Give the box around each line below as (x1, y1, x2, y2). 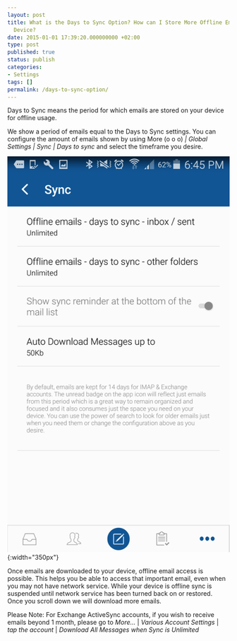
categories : (7, 64, 42, 71)
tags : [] (7, 78, 33, 86)
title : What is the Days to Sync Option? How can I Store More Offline (7, 18, 222, 26)
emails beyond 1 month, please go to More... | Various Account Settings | (7, 618, 219, 627)
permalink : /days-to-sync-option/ (7, 86, 109, 93)
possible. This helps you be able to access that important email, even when (7, 575, 226, 583)
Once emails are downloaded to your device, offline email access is (7, 567, 203, 575)
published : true (7, 49, 55, 56)
